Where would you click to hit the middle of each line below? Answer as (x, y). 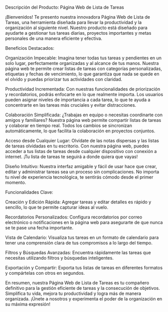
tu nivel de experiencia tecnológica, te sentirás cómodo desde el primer (79, 177)
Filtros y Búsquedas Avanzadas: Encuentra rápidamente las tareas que (78, 253)
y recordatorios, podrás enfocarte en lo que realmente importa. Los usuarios (84, 94)
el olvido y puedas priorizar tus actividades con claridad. (64, 79)
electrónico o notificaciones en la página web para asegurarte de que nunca (84, 222)
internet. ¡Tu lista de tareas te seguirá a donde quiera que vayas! (71, 157)
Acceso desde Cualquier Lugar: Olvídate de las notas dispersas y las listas (82, 141)
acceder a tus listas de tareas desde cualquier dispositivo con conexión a (81, 151)
